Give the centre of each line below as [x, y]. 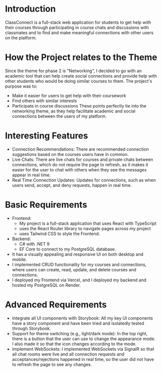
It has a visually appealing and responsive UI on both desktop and [78, 254]
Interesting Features [47, 136]
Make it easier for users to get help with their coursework [69, 95]
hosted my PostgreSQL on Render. [46, 285]
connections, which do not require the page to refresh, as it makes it [80, 164]
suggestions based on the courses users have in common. [70, 154]
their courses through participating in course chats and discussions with [77, 27]
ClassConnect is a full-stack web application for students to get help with [78, 22]
